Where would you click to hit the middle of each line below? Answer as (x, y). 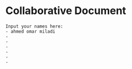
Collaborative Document (66, 11)
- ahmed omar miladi (31, 31)
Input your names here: (34, 26)
